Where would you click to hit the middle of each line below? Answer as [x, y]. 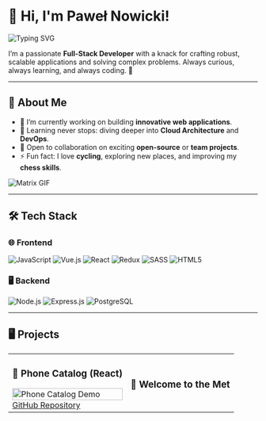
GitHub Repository [46, 405]
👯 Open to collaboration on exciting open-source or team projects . [129, 147]
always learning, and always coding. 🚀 [70, 70]
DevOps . [34, 139]
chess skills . [40, 167]
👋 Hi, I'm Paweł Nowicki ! [89, 16]
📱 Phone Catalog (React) [67, 373]
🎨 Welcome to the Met [180, 385]
